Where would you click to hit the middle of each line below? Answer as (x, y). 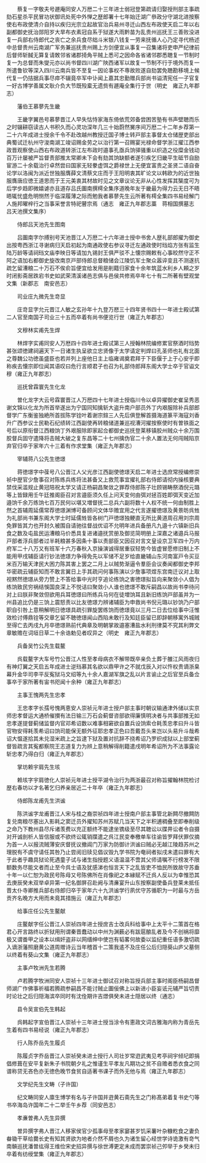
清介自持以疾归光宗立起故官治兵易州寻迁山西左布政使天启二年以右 (116, 24)
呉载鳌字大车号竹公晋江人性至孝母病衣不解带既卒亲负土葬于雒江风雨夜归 (108, 659)
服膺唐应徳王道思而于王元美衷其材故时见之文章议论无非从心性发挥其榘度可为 (103, 181)
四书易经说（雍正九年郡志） (57, 1030)
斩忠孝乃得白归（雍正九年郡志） (47, 754)
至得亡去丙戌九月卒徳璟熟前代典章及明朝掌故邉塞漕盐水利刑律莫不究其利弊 (100, 625)
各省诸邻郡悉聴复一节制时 (167, 55)
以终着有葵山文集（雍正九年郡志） (49, 955)
